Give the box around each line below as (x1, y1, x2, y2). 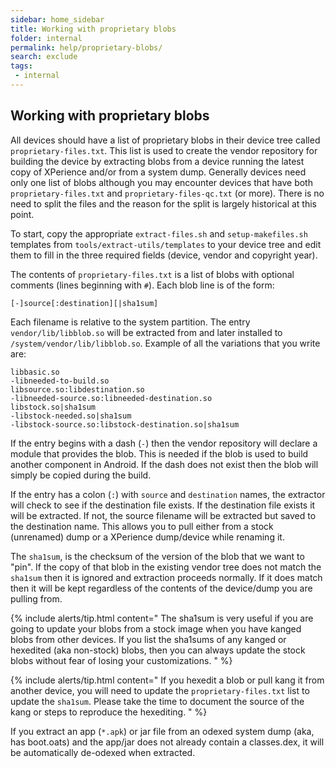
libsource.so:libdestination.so (10, 384, 145, 395)
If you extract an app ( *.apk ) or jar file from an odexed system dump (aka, (10, 725, 315, 737)
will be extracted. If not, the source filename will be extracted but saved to (10, 509, 317, 521)
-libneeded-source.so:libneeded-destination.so (10, 393, 213, 403)
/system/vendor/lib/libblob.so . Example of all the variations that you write (10, 337, 321, 349)
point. (10, 208, 35, 220)
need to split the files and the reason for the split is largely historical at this (10, 197, 317, 210)
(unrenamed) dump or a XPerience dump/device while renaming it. (10, 531, 285, 543)
